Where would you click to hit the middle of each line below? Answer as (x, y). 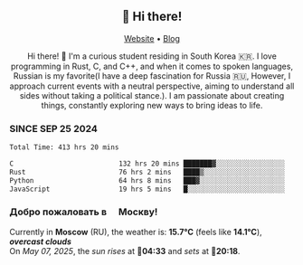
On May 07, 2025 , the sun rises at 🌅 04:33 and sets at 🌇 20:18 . (125, 251)
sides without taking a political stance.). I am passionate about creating (152, 95)
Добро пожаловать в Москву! (84, 212)
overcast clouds (41, 241)
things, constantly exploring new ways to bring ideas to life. (152, 105)
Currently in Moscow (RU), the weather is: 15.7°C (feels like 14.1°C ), (136, 232)
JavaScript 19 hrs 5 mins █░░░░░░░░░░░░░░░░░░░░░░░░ (147, 189)
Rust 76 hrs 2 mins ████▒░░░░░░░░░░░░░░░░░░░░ (147, 172)
